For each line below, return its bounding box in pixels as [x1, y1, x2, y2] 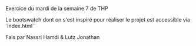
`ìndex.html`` [5, 23, 36, 29]
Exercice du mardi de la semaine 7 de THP [5, 5, 108, 12]
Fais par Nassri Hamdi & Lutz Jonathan [5, 34, 100, 40]
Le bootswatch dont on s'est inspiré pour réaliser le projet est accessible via [5, 16, 191, 23]
